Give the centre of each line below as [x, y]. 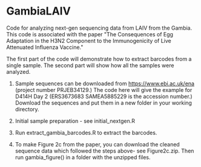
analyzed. [18, 71]
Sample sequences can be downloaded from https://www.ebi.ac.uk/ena [105, 83]
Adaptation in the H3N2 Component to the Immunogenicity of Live [89, 41]
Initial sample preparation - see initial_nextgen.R [75, 121]
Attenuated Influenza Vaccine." [45, 47]
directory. [27, 109]
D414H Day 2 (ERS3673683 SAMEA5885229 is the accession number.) [104, 96]
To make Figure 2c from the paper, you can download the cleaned [97, 144]
